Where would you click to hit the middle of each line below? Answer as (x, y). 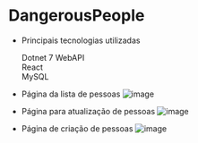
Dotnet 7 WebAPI (53, 57)
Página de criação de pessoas (77, 128)
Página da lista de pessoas (71, 94)
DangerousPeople (77, 16)
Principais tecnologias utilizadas (81, 40)
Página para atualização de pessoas (88, 111)
